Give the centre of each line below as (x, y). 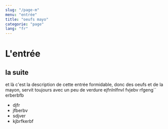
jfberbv (20, 111)
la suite (17, 72)
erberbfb (15, 95)
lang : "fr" (17, 29)
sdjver (19, 116)
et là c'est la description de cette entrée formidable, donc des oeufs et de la (84, 84)
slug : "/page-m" (22, 10)
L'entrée (23, 54)
